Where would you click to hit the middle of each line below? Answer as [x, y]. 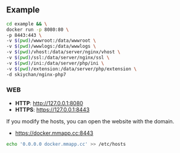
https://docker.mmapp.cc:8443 [54, 133]
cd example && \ [27, 24]
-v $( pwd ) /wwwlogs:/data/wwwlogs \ [51, 47]
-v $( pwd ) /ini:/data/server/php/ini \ [55, 63]
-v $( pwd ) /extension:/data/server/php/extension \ [72, 69]
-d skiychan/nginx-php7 [36, 74]
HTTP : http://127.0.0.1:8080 [49, 103]
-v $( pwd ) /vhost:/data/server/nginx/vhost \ [63, 52]
